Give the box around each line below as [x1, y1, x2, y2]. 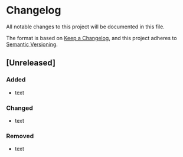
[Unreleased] [6, 58, 56, 68]
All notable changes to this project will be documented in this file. [6, 23, 165, 30]
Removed [6, 132, 34, 140]
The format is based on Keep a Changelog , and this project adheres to [6, 34, 177, 41]
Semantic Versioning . [6, 41, 58, 48]
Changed [6, 104, 34, 112]
